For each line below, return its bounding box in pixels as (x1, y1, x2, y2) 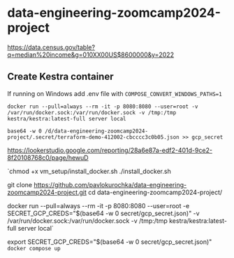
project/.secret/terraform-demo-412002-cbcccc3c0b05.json (7, 133, 180, 141)
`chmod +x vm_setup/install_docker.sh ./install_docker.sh (7, 167, 171, 175)
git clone (7, 180, 33, 189)
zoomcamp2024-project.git (7, 188, 87, 196)
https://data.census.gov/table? (7, 43, 96, 51)
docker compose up (7, 245, 61, 252)
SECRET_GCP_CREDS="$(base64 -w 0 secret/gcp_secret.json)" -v (7, 209, 200, 217)
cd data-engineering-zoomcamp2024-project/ (88, 188, 223, 196)
